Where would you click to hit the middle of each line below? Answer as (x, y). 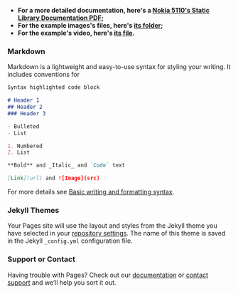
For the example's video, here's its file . (76, 33)
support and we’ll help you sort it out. (62, 282)
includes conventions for (44, 75)
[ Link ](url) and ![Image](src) (54, 178)
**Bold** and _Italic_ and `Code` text (66, 166)
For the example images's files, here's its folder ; (90, 25)
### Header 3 (27, 113)
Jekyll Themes (33, 210)
